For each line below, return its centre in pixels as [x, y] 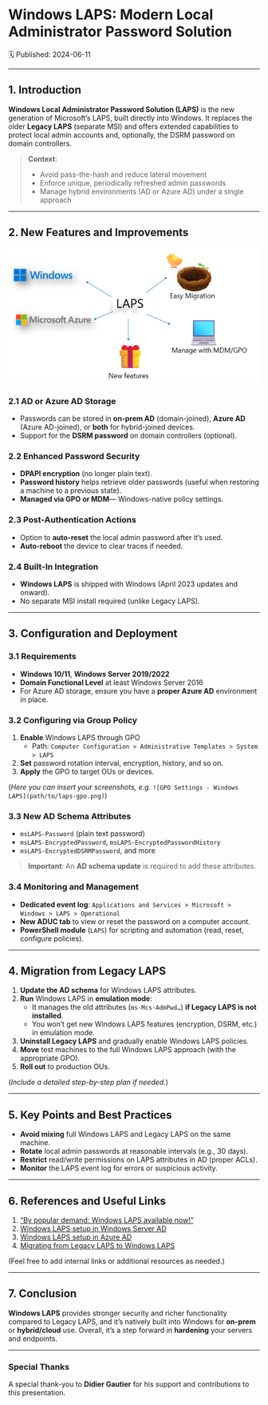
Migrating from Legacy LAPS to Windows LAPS [97, 1246]
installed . [47, 1016]
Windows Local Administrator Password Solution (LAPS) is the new [122, 109]
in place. [34, 699]
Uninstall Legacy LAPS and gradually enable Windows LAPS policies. [134, 1041]
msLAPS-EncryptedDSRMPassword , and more [87, 851]
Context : [42, 158]
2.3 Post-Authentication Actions [73, 520]
